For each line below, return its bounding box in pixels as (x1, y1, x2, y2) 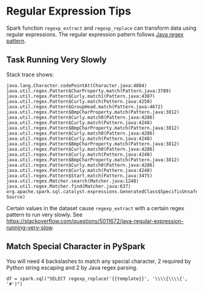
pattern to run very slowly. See (6, 211, 83, 218)
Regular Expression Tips (6, 4, 131, 18)
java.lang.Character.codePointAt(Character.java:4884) (6, 82, 147, 88)
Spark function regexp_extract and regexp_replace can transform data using (6, 24, 197, 32)
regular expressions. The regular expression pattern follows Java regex (6, 30, 184, 38)
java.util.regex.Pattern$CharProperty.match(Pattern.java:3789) (6, 88, 172, 94)
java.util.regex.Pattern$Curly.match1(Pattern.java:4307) (6, 93, 155, 99)
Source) (6, 194, 26, 200)
